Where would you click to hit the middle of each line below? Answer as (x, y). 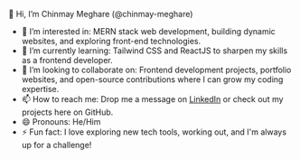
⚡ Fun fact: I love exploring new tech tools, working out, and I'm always (154, 132)
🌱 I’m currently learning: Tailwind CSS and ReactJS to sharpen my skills (155, 51)
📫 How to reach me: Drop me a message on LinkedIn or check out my (152, 99)
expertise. (40, 89)
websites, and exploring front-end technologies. (111, 41)
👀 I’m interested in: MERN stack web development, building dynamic (149, 31)
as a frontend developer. (67, 60)
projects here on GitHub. (67, 112)
